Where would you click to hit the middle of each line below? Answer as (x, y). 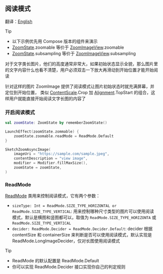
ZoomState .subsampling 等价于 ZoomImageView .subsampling (74, 53)
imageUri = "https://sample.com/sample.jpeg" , (62, 154)
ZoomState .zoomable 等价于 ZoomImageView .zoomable (68, 47)
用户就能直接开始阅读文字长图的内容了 (47, 98)
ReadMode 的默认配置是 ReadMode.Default (56, 261)
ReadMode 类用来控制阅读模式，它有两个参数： (53, 196)
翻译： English (19, 21)
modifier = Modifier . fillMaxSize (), (51, 163)
